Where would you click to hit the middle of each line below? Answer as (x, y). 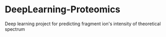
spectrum (15, 29)
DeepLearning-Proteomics (63, 10)
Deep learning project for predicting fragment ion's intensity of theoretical (83, 24)
